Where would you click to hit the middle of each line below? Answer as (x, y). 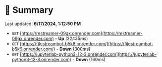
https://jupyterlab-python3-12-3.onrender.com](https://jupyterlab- (89, 54)
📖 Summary (29, 10)
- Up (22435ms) (71, 38)
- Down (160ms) (89, 59)
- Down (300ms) (73, 49)
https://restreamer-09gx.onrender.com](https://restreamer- (82, 33)
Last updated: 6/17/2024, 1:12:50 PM (43, 24)
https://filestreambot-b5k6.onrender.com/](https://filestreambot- (87, 43)
